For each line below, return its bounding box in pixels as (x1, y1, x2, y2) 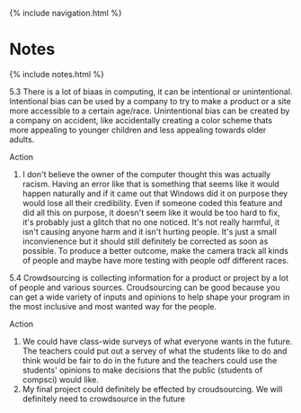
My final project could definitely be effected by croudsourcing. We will (22, 383, 283, 394)
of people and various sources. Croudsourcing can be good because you (9, 282, 280, 292)
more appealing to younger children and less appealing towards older (9, 124, 267, 135)
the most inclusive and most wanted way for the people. (9, 301, 217, 311)
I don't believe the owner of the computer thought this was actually (22, 168, 271, 179)
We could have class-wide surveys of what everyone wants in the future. (22, 336, 293, 346)
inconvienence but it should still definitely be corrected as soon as (22, 236, 269, 247)
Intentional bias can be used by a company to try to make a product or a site (9, 95, 292, 106)
